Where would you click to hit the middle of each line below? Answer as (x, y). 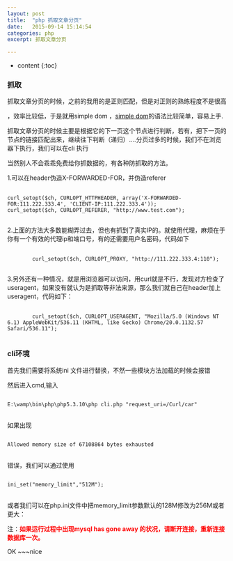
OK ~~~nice (25, 551)
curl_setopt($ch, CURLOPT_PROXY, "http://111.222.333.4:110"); (126, 259)
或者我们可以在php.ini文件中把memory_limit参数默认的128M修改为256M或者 (116, 505)
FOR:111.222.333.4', (37, 204)
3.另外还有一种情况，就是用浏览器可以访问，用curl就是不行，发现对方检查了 (116, 279)
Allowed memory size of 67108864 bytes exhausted (81, 444)
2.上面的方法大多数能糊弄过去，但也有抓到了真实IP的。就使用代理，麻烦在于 (116, 230)
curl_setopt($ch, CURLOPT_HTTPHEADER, (63, 198)
